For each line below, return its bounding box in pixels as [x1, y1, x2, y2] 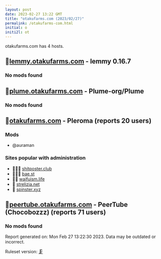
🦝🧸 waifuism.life [12, 176, 45, 182]
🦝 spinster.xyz [12, 186, 41, 192]
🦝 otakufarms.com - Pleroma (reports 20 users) [5, 117, 152, 125]
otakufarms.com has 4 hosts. [5, 43, 64, 49]
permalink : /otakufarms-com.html [5, 20, 73, 26]
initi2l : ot [5, 30, 29, 35]
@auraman [12, 142, 34, 148]
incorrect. [5, 239, 25, 245]
